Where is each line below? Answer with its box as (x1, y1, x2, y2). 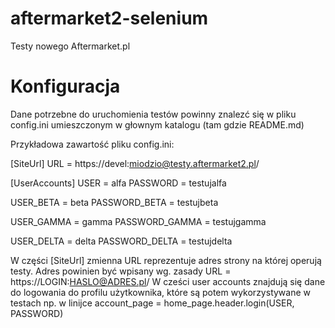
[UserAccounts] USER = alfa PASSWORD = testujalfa (10, 177, 227, 189)
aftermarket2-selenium (10, 7, 209, 30)
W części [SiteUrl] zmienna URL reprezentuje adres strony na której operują (10, 254, 322, 266)
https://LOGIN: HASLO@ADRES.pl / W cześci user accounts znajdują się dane (10, 275, 326, 287)
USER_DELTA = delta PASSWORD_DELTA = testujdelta (10, 235, 233, 247)
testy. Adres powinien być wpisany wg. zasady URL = (10, 265, 232, 277)
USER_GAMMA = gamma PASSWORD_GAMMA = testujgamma (10, 215, 267, 227)
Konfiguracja (10, 75, 121, 98)
